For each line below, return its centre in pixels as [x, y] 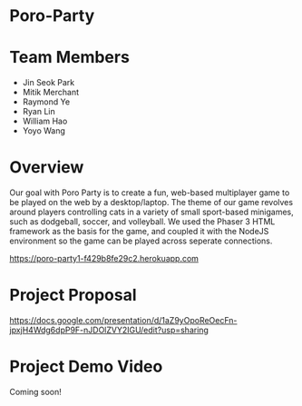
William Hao [45, 121]
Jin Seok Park [49, 83]
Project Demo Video [86, 366]
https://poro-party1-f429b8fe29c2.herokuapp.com [104, 259]
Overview [47, 168]
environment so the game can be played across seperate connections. [141, 241]
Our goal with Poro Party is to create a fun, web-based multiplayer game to [150, 193]
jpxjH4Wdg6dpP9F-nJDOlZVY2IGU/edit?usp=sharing [109, 330]
